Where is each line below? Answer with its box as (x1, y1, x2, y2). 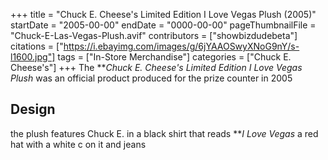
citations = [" (10, 40, 64, 52)
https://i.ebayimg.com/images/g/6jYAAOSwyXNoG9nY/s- (63, 40, 300, 52)
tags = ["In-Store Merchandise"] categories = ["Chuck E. (57, 51, 292, 63)
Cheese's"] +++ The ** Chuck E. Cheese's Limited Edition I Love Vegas (10, 62, 303, 73)
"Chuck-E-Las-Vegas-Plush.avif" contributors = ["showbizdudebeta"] (10, 30, 298, 41)
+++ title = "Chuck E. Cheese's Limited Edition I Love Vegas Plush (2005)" (10, 9, 317, 20)
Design (10, 101, 56, 118)
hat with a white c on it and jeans (10, 138, 147, 150)
